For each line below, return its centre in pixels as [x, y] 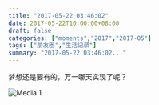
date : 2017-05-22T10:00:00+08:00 [64, 23]
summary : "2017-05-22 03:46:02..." [68, 53]
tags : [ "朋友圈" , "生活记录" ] [53, 46]
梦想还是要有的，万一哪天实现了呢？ [68, 77]
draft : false [30, 30]
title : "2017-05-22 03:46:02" [59, 16]
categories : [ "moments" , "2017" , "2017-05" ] [80, 38]
